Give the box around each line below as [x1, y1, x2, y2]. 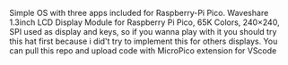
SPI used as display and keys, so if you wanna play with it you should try [9, 27, 277, 37]
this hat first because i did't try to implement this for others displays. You [9, 36, 278, 46]
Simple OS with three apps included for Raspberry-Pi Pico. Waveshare [9, 8, 269, 18]
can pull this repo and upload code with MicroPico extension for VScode [9, 45, 277, 56]
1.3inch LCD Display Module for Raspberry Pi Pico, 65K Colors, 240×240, [9, 17, 280, 28]
